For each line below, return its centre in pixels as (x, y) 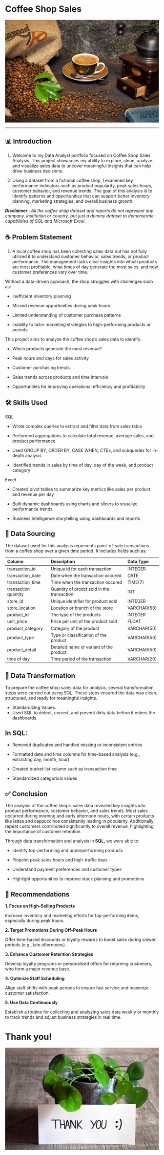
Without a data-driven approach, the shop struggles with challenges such (79, 281)
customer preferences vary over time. (50, 272)
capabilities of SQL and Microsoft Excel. (46, 221)
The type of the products (76, 615)
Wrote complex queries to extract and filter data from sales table (77, 427)
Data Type (138, 562)
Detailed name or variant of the (82, 647)
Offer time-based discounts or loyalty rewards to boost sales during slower (81, 940)
